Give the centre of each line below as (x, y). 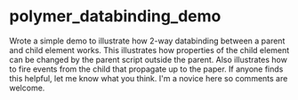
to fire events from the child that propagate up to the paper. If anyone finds (146, 69)
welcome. (27, 88)
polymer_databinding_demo (115, 16)
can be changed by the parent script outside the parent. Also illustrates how (148, 59)
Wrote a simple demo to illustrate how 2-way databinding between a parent (147, 41)
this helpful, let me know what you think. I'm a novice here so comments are (149, 78)
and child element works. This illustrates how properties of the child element (149, 50)
